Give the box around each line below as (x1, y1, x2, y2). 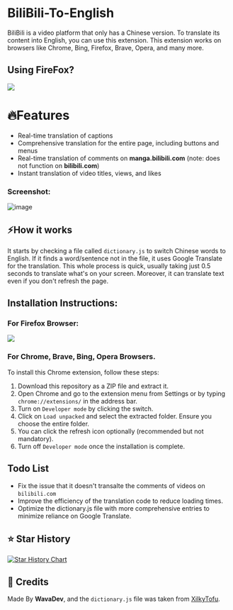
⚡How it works (7, 224, 73, 236)
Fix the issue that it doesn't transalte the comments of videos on (17, 481, 205, 490)
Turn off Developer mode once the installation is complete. (17, 442, 186, 450)
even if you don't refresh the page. (7, 277, 109, 285)
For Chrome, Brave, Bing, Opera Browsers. (7, 352, 156, 362)
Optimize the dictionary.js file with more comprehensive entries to (17, 504, 210, 512)
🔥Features (7, 107, 70, 123)
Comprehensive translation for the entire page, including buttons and (17, 138, 220, 147)
